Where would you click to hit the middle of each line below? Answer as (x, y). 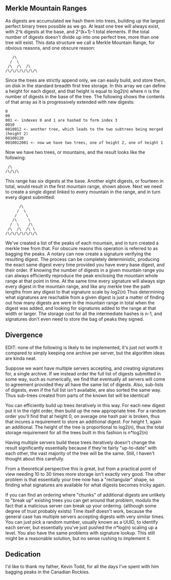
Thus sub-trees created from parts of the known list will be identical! (77, 395)
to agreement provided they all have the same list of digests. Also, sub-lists (84, 384)
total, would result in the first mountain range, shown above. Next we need (84, 186)
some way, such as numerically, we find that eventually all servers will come (85, 379)
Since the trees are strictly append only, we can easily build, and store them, (86, 80)
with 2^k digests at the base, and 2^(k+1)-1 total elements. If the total (77, 31)
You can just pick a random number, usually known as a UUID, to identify (82, 522)
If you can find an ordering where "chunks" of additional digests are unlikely (85, 495)
